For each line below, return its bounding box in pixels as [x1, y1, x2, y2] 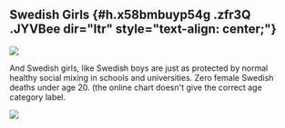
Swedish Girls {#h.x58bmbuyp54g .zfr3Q [9, 7, 251, 23]
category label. [9, 91, 66, 103]
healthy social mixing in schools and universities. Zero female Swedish [9, 72, 274, 83]
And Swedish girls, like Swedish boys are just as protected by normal [9, 63, 269, 74]
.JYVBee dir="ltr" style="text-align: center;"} [9, 22, 278, 37]
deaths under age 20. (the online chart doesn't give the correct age [9, 82, 262, 93]
